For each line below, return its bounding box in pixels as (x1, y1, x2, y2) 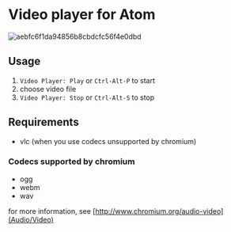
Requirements (8, 116, 79, 129)
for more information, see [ (8, 206, 96, 215)
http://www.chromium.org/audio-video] (94, 206, 224, 215)
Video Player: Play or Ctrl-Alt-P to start (19, 75, 156, 85)
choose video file (19, 84, 77, 93)
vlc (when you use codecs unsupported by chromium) (19, 136, 197, 146)
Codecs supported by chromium (8, 156, 135, 167)
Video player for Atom (8, 6, 156, 24)
